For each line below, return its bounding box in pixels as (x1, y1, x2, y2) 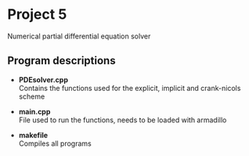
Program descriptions (7, 54, 116, 67)
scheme (18, 92, 45, 101)
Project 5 (7, 5, 67, 24)
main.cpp (18, 107, 51, 116)
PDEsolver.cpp (18, 74, 68, 84)
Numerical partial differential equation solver (7, 31, 151, 41)
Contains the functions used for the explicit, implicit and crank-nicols (18, 83, 241, 93)
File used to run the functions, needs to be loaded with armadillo (18, 115, 227, 125)
